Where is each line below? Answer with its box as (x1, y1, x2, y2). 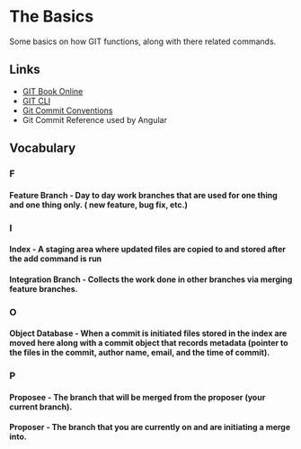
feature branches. (9, 283, 78, 294)
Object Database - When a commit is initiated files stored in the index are (9, 328, 288, 339)
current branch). (9, 401, 73, 412)
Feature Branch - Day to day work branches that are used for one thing (9, 189, 279, 200)
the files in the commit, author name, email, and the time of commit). (9, 348, 270, 358)
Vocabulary (9, 141, 76, 156)
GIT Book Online (22, 85, 84, 96)
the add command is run (9, 253, 102, 264)
